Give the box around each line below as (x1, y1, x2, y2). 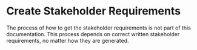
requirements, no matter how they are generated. (6, 37, 129, 44)
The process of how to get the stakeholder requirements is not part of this (6, 24, 191, 31)
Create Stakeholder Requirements (6, 4, 181, 18)
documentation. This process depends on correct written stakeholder (6, 30, 180, 37)
